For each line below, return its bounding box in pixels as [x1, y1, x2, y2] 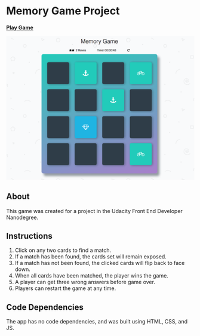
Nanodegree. [6, 214, 39, 221]
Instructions [6, 231, 53, 241]
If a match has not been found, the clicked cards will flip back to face [14, 260, 185, 267]
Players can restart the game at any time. [14, 285, 116, 292]
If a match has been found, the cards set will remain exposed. [14, 253, 167, 260]
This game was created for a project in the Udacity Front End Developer [6, 207, 183, 214]
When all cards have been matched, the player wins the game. [14, 272, 168, 279]
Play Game [6, 24, 34, 31]
